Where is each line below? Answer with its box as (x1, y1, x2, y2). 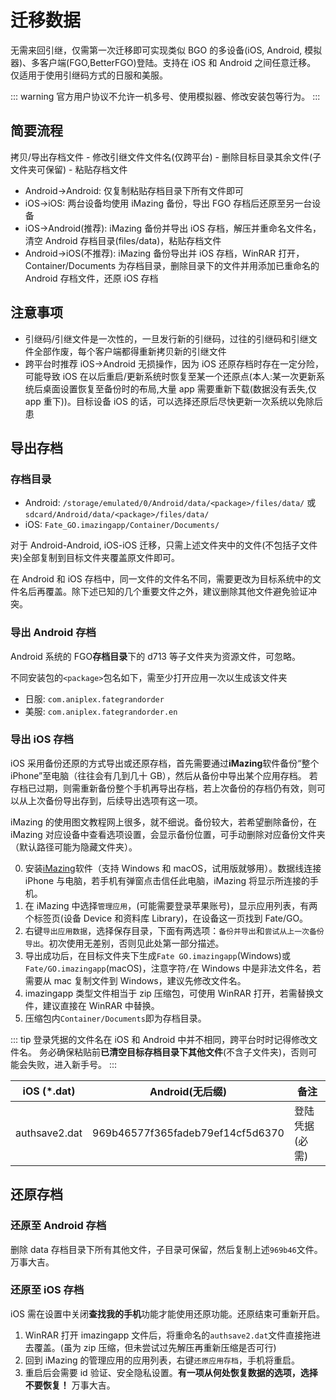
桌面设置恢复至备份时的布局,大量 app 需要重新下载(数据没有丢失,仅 (42, 382, 317, 395)
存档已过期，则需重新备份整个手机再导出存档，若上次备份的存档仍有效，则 (10, 782, 317, 794)
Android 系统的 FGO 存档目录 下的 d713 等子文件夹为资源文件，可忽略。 (10, 650, 301, 662)
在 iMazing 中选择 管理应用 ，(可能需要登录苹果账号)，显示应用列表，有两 (24, 899, 318, 911)
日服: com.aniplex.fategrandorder (24, 692, 165, 705)
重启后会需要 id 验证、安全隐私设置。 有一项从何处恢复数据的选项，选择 (24, 1366, 318, 1378)
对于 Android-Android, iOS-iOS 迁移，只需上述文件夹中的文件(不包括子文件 (10, 539, 318, 551)
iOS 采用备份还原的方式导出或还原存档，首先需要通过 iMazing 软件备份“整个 (10, 757, 320, 769)
